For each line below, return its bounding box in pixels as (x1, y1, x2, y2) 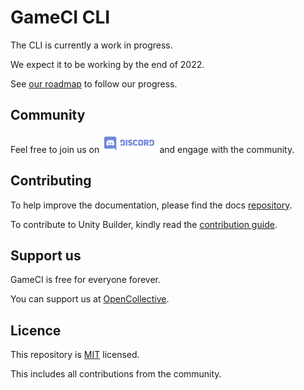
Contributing (10, 172, 92, 190)
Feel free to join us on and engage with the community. (10, 143, 295, 155)
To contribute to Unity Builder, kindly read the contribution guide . (10, 218, 278, 230)
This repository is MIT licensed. (10, 349, 140, 361)
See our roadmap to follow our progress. (10, 77, 178, 90)
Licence (10, 322, 62, 339)
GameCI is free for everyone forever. (10, 274, 162, 286)
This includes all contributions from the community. (10, 368, 222, 380)
